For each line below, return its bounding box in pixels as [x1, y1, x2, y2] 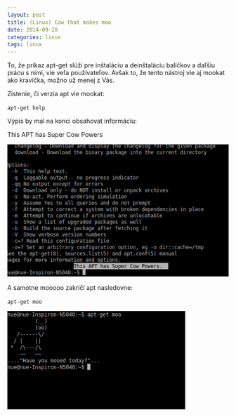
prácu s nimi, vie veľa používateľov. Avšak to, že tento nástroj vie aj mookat [7, 69, 225, 77]
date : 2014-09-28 [7, 26, 58, 33]
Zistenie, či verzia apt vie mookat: [7, 90, 105, 98]
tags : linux [7, 41, 42, 48]
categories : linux [7, 34, 61, 41]
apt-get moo [7, 298, 42, 305]
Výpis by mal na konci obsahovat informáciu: [7, 117, 137, 126]
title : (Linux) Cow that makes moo [7, 18, 112, 26]
